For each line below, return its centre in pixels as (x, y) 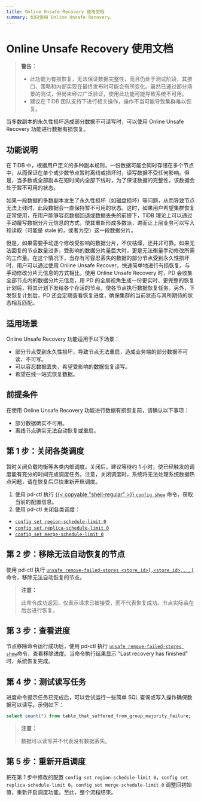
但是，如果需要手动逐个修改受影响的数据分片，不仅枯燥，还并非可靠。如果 (98, 243)
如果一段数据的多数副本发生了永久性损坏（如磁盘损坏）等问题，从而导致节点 (100, 200)
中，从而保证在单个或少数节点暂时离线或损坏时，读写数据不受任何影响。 (95, 173)
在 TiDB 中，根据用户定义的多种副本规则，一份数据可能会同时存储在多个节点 (100, 166)
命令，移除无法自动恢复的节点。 (45, 577)
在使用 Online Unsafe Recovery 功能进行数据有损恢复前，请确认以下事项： (98, 410)
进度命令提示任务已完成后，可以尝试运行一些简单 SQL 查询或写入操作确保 (97, 698)
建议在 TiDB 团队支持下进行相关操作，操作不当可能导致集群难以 (108, 102)
